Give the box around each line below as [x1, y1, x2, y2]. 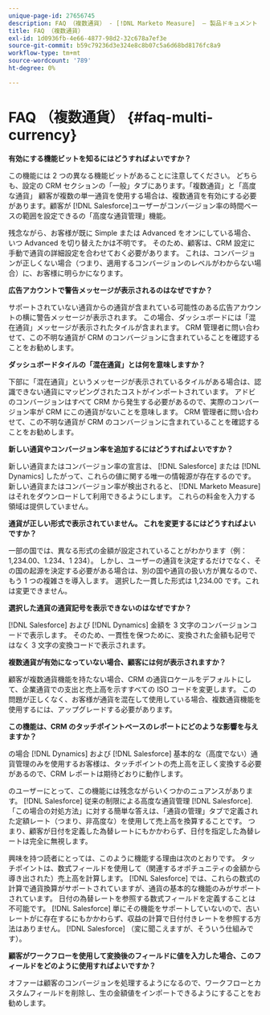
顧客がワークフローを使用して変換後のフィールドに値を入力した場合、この [8, 951, 255, 960]
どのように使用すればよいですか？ [43, 960, 157, 970]
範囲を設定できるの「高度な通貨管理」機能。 [22, 211, 170, 220]
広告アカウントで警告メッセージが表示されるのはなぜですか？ [8, 285, 213, 294]
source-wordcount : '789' [8, 57, 92, 65]
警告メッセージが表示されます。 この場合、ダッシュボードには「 [35, 312, 249, 322]
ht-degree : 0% [8, 64, 56, 72]
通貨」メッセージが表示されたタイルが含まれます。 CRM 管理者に [14, 323, 232, 332]
